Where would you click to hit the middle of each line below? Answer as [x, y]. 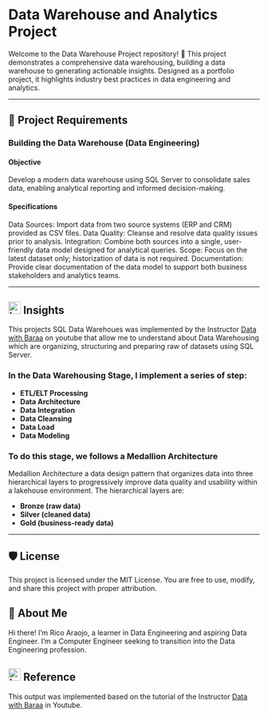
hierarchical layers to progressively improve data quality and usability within [133, 482]
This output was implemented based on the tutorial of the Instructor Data [128, 696]
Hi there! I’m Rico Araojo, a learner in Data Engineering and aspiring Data [128, 632]
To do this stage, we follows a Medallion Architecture [113, 456]
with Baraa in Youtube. [45, 705]
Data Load [37, 427]
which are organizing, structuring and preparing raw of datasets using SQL [131, 347]
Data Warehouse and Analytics [113, 15]
